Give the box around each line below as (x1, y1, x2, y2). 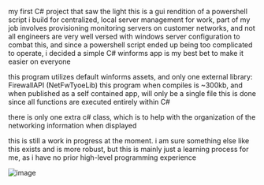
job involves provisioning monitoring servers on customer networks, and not (8, 24, 256, 32)
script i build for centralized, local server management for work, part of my (8, 15, 251, 24)
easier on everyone (8, 57, 71, 66)
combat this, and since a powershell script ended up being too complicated (8, 40, 253, 50)
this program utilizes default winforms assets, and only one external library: (8, 72, 254, 81)
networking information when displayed (8, 121, 137, 130)
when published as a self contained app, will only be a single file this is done (8, 89, 257, 98)
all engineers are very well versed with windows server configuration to (8, 31, 240, 41)
